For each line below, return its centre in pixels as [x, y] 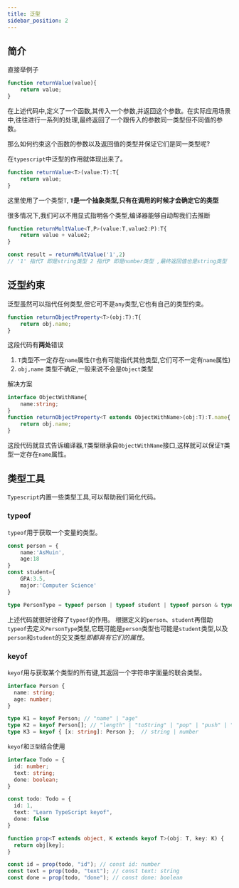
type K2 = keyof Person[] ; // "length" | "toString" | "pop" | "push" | [117, 725]
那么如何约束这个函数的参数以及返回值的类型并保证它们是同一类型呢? [109, 144]
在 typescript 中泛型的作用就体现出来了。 [67, 159]
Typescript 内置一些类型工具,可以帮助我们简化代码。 [84, 497]
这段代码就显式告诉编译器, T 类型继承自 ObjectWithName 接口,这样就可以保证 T [116, 445]
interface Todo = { [36, 760]
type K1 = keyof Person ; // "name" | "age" [73, 719]
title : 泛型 [24, 14]
